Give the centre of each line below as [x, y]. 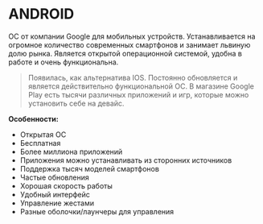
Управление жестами [57, 203]
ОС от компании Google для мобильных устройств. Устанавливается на [132, 36]
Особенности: [33, 118]
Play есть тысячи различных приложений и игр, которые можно [138, 94]
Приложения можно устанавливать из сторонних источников [126, 160]
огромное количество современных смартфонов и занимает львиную [129, 44]
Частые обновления [55, 177]
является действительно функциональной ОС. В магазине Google [141, 86]
